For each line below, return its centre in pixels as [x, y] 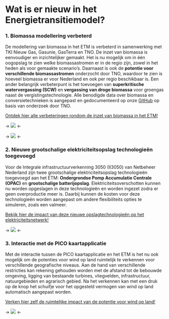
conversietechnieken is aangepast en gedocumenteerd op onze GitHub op [82, 101]
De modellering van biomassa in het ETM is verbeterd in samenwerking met [83, 47]
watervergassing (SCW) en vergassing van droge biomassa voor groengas [84, 90]
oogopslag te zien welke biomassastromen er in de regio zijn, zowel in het [82, 63]
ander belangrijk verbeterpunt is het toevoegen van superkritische [75, 84]
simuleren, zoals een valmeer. [36, 204]
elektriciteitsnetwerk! [27, 220]
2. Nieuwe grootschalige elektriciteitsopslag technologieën [79, 150]
